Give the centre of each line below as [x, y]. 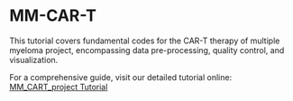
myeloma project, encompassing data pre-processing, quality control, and [147, 50]
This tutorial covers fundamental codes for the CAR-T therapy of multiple [145, 41]
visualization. [34, 60]
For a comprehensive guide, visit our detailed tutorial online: [121, 77]
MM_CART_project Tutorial [59, 87]
